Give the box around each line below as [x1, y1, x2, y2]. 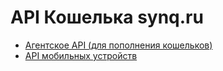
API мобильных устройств [24, 49, 138, 61]
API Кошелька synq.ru [10, 6, 204, 29]
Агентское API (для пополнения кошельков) [24, 39, 213, 51]
